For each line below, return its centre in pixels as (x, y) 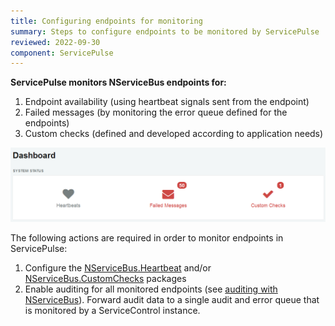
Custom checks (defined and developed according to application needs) (174, 134)
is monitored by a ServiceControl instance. (112, 310)
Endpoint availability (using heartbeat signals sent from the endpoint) (167, 102)
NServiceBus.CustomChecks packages (105, 278)
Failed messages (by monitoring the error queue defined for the (156, 112)
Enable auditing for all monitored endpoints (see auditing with (151, 289)
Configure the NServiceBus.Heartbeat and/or (118, 267)
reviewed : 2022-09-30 (55, 42)
